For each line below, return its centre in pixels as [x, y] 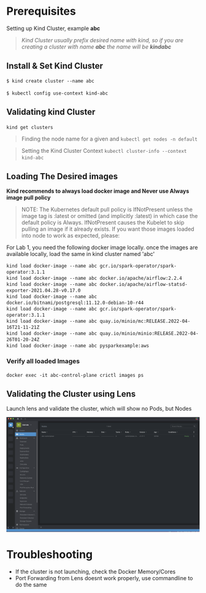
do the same [31, 585]
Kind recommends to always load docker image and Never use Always [98, 191]
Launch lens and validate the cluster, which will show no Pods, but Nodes [99, 409]
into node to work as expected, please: [71, 236]
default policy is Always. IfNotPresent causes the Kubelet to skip [103, 223]
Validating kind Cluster [51, 112]
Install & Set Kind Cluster [55, 66]
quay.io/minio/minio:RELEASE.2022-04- [149, 334]
